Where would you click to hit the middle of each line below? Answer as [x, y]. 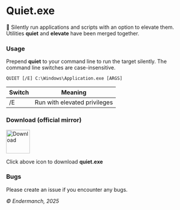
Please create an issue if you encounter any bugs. [67, 189]
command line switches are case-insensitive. [61, 68]
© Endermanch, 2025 [33, 201]
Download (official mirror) [44, 120]
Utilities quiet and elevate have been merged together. [73, 33]
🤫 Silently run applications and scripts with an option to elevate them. [90, 27]
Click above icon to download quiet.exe [55, 161]
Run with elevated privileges [74, 102]
